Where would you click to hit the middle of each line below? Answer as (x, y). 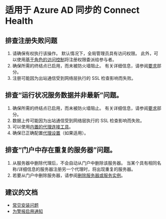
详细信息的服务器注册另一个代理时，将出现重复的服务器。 (77, 169)
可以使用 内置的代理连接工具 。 (43, 126)
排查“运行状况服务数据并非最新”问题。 (64, 95)
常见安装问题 (25, 205)
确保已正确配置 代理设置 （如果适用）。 (50, 133)
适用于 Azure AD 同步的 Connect (72, 10)
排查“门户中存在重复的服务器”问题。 (61, 150)
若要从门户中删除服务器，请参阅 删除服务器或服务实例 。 (69, 175)
